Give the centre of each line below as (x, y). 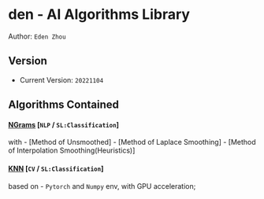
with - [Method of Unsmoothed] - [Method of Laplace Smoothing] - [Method (132, 142)
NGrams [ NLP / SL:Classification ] (64, 124)
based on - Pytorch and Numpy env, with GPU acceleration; (102, 186)
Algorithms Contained (64, 105)
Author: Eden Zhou (37, 36)
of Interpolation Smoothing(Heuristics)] (72, 150)
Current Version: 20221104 (61, 79)
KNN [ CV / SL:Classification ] (56, 168)
